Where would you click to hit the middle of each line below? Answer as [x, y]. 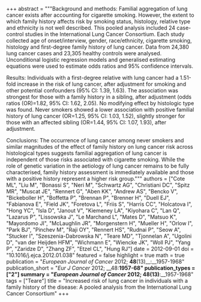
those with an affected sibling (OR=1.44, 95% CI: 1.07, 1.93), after [86, 122]
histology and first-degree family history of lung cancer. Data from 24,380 [97, 47]
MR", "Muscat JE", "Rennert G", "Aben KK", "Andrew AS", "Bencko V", [92, 191]
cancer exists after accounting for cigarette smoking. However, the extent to [100, 15]
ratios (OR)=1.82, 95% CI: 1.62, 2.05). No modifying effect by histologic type [100, 103]
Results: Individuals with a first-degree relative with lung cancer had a [92, 78]
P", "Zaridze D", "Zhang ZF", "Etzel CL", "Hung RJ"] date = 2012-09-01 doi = [100, 249]
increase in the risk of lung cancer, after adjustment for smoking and [102, 84]
